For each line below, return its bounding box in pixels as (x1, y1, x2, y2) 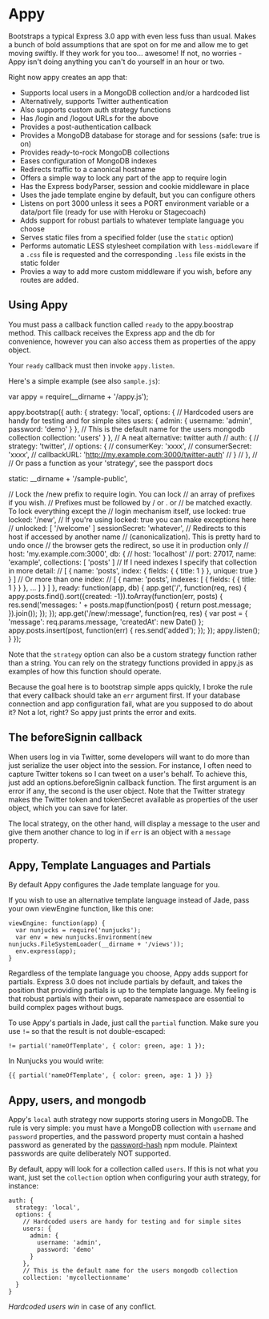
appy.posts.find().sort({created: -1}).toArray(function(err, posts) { (8, 591, 223, 601)
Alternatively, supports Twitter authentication (19, 96, 169, 106)
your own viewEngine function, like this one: (8, 904, 154, 914)
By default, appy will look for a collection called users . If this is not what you (8, 1164, 259, 1174)
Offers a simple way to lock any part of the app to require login (19, 173, 227, 183)
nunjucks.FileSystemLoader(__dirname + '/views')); (8, 940, 184, 949)
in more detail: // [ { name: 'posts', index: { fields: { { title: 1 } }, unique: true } (8, 565, 259, 575)
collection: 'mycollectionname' (22, 1274, 130, 1282)
